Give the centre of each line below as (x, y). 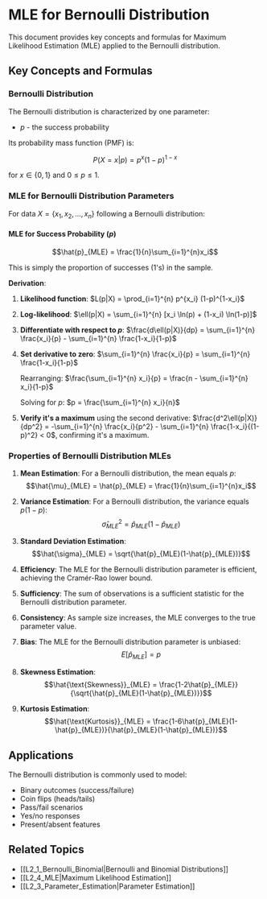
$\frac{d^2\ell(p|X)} (225, 418)
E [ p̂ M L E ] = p (141, 656)
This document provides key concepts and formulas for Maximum (117, 37)
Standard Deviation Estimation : (73, 542)
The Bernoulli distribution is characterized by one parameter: (109, 111)
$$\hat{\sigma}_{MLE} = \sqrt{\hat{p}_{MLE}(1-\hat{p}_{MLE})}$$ (141, 554)
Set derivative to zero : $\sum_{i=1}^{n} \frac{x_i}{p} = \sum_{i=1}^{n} (135, 354)
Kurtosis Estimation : (55, 709)
